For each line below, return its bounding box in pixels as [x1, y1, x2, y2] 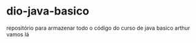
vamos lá [6, 30, 29, 38]
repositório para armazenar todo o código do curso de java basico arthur [6, 24, 190, 31]
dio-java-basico [6, 4, 89, 18]
